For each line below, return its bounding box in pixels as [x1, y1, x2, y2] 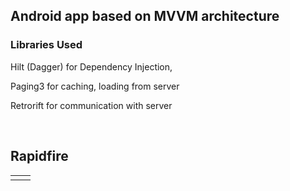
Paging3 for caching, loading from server [10, 80, 180, 92]
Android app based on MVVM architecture [10, 8, 280, 25]
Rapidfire [10, 148, 69, 165]
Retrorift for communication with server [10, 99, 173, 111]
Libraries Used [10, 38, 83, 52]
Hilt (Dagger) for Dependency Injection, [10, 60, 173, 73]
